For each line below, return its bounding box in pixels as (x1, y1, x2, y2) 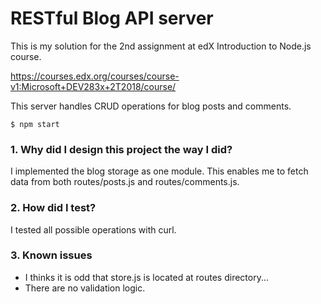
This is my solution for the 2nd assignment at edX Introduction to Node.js (10, 40, 312, 52)
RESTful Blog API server (10, 7, 214, 30)
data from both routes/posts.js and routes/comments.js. (10, 176, 240, 188)
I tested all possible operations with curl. (10, 223, 177, 236)
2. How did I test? (10, 201, 97, 215)
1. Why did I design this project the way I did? (10, 142, 233, 156)
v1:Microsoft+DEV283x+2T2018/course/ (10, 80, 177, 92)
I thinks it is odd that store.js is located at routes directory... (24, 271, 270, 283)
